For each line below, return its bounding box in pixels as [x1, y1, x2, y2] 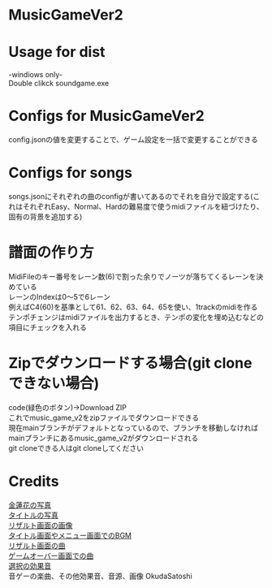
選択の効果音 [8, 560, 51, 570]
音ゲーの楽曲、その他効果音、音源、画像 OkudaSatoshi [8, 571, 192, 581]
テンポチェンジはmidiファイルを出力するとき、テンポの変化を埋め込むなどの [8, 312, 264, 322]
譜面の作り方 [8, 244, 95, 262]
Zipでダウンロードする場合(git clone [8, 354, 253, 373]
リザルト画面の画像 [8, 520, 73, 530]
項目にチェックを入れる [8, 322, 87, 332]
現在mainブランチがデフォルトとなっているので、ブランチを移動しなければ [8, 422, 259, 432]
